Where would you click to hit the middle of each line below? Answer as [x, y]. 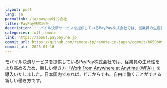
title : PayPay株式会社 [27, 24]
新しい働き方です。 [25, 80]
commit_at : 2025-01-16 [30, 47]
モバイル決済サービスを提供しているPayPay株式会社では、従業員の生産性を [83, 61]
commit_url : [17, 42]
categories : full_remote [31, 33]
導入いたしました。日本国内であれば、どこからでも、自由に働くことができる [83, 74]
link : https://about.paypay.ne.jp [41, 38]
